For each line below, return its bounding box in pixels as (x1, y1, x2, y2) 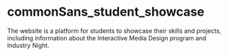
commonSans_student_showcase (7, 4, 205, 20)
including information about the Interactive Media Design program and (7, 33, 207, 42)
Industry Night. (7, 41, 50, 49)
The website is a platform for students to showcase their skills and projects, (7, 27, 222, 35)
